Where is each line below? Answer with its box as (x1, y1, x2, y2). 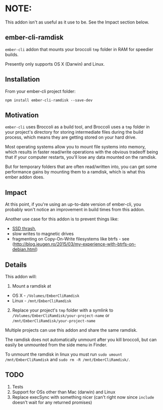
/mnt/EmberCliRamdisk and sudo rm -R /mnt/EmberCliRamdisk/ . (5, 357, 130, 362)
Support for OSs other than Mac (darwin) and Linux (12, 389, 116, 395)
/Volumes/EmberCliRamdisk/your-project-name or (12, 313, 110, 318)
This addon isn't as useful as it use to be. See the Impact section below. (5, 19, 149, 25)
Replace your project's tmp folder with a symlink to (12, 307, 114, 313)
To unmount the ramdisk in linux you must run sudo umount (5, 351, 122, 357)
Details (5, 261, 27, 269)
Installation (5, 75, 40, 84)
